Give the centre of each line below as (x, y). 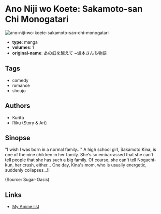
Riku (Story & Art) (29, 123)
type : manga (25, 42)
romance (21, 85)
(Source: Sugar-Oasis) (27, 180)
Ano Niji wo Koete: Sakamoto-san (74, 9)
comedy (20, 80)
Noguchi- (146, 160)
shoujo (19, 90)
